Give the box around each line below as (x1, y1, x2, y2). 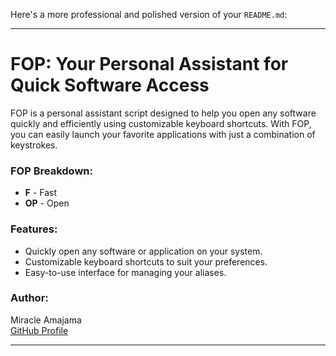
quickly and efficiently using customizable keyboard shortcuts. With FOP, (10, 117, 312, 129)
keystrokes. (10, 139, 58, 151)
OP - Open (24, 197, 70, 209)
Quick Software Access (10, 74, 210, 97)
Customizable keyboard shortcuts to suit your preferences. (24, 255, 268, 268)
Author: (10, 291, 49, 305)
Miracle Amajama (10, 314, 82, 326)
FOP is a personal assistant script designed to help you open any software (10, 107, 317, 119)
